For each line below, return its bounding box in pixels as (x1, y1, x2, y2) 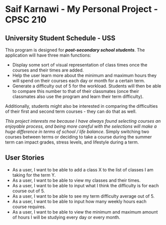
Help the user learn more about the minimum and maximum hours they (12, 73, 157, 78)
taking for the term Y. (12, 172, 56, 178)
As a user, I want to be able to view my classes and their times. (12, 177, 141, 183)
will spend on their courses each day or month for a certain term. (12, 78, 145, 83)
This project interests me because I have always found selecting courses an (5, 118, 161, 124)
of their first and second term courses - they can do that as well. (5, 108, 137, 114)
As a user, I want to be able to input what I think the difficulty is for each (12, 182, 159, 188)
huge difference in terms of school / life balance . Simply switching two (5, 129, 150, 135)
